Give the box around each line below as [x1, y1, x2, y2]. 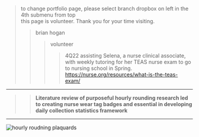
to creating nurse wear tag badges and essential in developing [35, 101, 192, 107]
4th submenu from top [20, 11, 76, 18]
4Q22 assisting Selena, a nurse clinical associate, [65, 52, 186, 59]
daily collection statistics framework [35, 107, 128, 114]
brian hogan [35, 29, 65, 36]
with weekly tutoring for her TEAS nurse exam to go [65, 59, 191, 65]
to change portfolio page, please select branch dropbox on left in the [20, 5, 189, 12]
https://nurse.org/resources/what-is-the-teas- [65, 71, 178, 78]
